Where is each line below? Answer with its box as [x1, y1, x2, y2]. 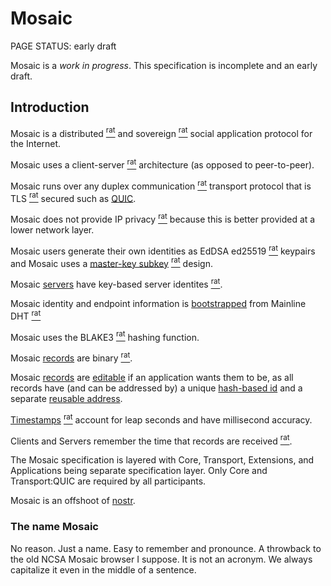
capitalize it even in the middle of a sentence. [10, 563, 197, 576]
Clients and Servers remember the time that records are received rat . [10, 433, 293, 447]
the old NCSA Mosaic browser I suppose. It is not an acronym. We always [10, 553, 313, 565]
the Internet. [10, 138, 62, 150]
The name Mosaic [10, 520, 99, 534]
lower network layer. [10, 224, 95, 236]
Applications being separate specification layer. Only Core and [10, 465, 268, 477]
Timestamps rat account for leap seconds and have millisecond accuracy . [10, 412, 313, 426]
